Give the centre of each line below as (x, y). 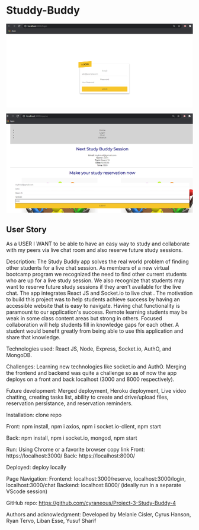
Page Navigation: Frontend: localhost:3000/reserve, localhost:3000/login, (96, 478)
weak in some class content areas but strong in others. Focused (84, 318)
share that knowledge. (33, 337)
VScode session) (27, 491)
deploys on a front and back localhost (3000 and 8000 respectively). (90, 379)
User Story (26, 229)
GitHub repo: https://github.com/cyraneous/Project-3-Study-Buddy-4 (91, 503)
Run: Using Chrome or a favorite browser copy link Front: (76, 449)
